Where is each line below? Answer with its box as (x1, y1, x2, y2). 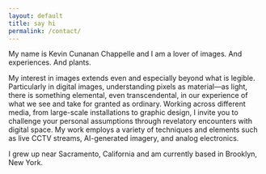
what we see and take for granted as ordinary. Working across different (8, 99, 247, 109)
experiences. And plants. (8, 57, 91, 67)
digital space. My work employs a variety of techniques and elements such (8, 125, 259, 134)
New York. (8, 158, 43, 168)
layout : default (8, 11, 63, 20)
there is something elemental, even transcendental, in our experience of (8, 91, 248, 100)
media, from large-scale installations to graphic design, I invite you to (8, 108, 239, 117)
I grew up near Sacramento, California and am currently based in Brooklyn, (8, 149, 257, 159)
